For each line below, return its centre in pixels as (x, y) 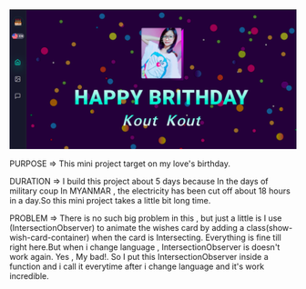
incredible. (29, 275)
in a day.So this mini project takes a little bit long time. (110, 200)
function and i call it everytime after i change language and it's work (137, 266)
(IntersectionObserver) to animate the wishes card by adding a (127, 227)
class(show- (270, 227)
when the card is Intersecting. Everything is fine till (187, 237)
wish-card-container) (50, 237)
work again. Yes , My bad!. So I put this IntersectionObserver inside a (139, 256)
